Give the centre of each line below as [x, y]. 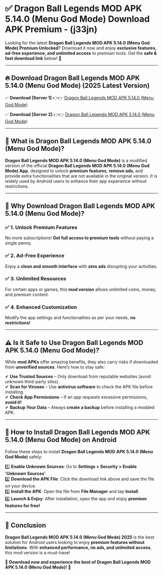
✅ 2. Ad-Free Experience [35, 256]
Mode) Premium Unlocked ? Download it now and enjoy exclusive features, [81, 48]
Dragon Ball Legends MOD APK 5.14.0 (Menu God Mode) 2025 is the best [80, 537]
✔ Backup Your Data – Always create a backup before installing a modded [80, 407]
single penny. [18, 243]
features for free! [23, 506]
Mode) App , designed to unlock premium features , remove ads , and [74, 171]
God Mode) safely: [24, 457]
